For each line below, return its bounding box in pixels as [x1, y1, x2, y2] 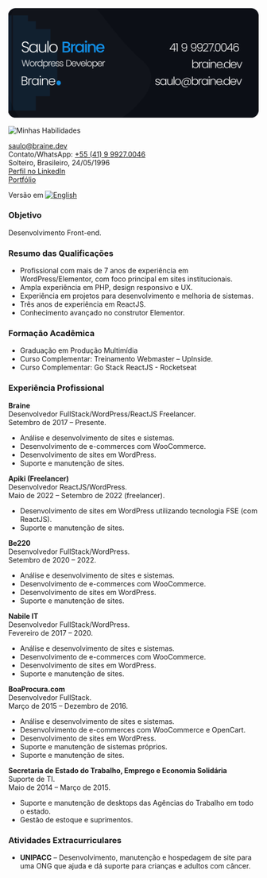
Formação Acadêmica [8, 328, 95, 339]
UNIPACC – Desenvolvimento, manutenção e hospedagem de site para [19, 853, 252, 862]
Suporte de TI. [8, 774, 56, 783]
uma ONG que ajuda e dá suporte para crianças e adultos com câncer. [19, 861, 251, 870]
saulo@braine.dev [8, 141, 68, 150]
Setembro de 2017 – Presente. [8, 417, 107, 427]
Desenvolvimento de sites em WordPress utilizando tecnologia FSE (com [19, 505, 258, 516]
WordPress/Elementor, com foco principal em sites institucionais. [19, 274, 233, 284]
